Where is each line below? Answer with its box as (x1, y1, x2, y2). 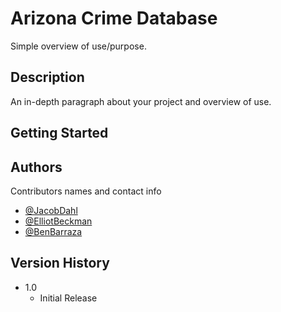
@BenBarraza (24, 225, 83, 237)
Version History (10, 255, 110, 272)
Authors (10, 158, 63, 176)
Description (10, 69, 85, 86)
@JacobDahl (24, 204, 78, 216)
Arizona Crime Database (10, 7, 218, 30)
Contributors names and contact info (10, 185, 162, 197)
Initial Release (39, 292, 98, 304)
